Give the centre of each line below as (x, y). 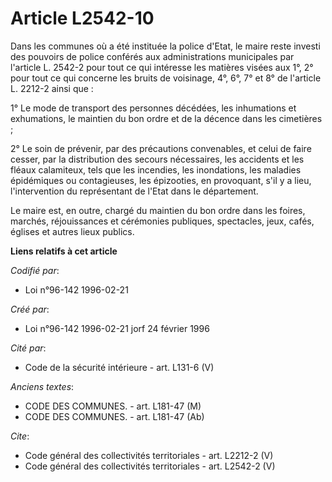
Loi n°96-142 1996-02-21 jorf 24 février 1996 (117, 328)
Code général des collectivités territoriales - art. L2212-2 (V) (149, 455)
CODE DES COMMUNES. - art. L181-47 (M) (113, 406)
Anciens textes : (42, 386)
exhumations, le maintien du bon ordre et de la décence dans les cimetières (166, 118)
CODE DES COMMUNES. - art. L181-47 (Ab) (114, 416)
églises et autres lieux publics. (72, 231)
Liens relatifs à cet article (64, 251)
